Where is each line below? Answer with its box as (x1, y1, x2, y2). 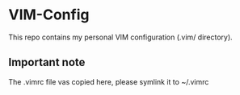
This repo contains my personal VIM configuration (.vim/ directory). (8, 32, 233, 42)
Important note (8, 56, 86, 69)
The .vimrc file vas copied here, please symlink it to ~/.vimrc (8, 76, 209, 86)
